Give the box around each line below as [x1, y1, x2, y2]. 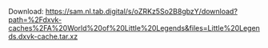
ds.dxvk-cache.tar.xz [8, 31, 78, 41]
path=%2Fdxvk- [8, 15, 62, 24]
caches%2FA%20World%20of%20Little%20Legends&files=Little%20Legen [8, 24, 260, 32]
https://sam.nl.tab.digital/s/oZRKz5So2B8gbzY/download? [45, 7, 238, 16]
